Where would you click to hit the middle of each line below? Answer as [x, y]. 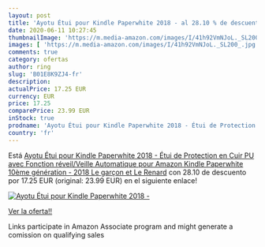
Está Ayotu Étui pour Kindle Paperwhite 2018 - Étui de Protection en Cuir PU [131, 155]
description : [30, 81]
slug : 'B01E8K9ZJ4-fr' [45, 74]
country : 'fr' [32, 133]
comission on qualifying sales [56, 234]
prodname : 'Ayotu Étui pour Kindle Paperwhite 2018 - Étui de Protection [132, 125]
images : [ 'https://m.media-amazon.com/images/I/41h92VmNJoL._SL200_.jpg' [134, 45]
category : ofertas [38, 60]
